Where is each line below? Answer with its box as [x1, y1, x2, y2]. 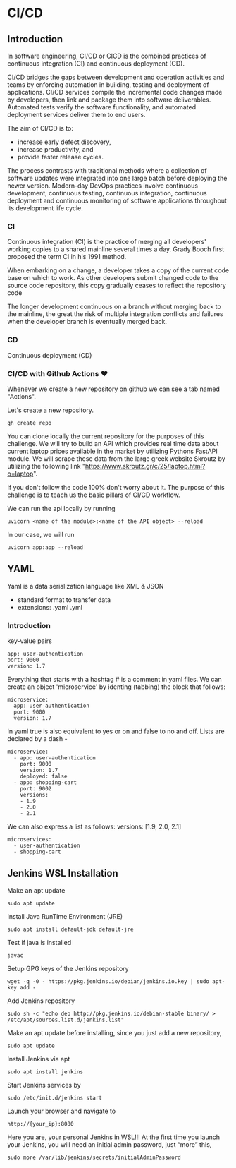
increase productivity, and [17, 145, 94, 153]
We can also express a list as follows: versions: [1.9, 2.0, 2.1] [7, 822, 182, 831]
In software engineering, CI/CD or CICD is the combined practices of [7, 52, 206, 60]
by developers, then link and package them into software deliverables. [7, 95, 211, 104]
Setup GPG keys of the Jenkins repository [7, 964, 129, 973]
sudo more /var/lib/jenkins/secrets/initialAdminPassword [7, 1154, 181, 1161]
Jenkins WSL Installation [7, 867, 118, 879]
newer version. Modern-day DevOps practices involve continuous [7, 181, 199, 190]
